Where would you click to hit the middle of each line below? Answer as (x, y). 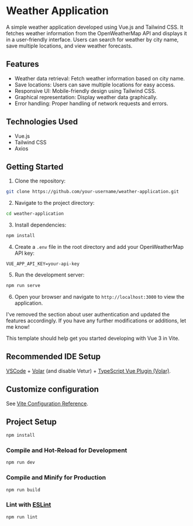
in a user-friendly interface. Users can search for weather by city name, (92, 39)
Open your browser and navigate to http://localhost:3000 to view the (99, 296)
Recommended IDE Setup (54, 357)
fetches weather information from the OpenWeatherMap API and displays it (96, 33)
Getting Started (35, 166)
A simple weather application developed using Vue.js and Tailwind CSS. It (95, 27)
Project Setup (32, 422)
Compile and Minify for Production (56, 478)
